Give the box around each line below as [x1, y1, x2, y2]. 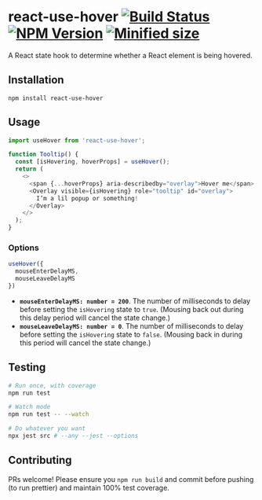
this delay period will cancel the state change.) [19, 313, 171, 322]
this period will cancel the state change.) [19, 338, 151, 347]
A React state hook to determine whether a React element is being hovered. [8, 50, 253, 60]
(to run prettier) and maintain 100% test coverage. [8, 483, 170, 492]
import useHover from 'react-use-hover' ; [8, 136, 146, 145]
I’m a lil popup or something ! [36, 194, 139, 202]
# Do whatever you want [8, 425, 86, 432]
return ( [15, 165, 44, 173]
